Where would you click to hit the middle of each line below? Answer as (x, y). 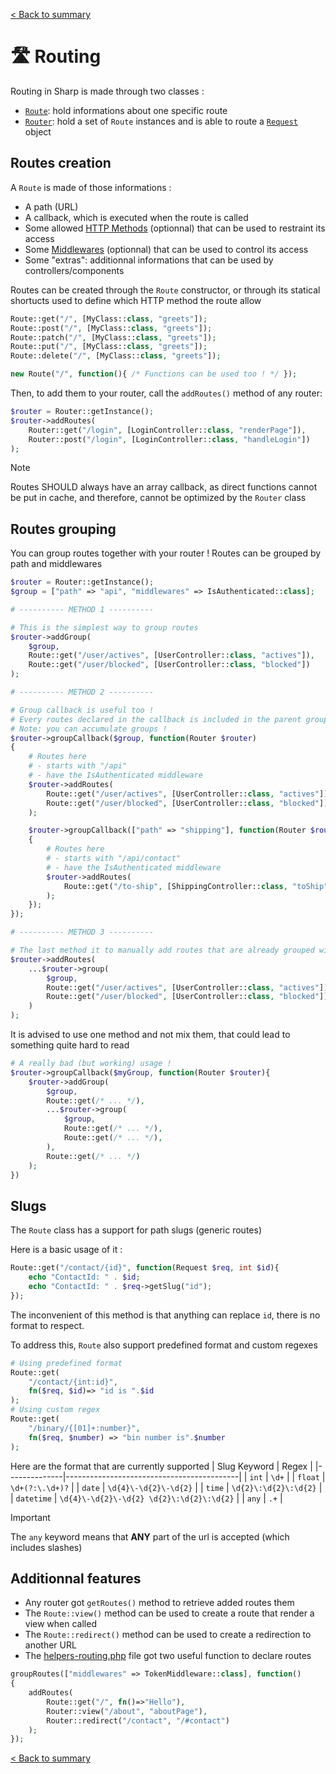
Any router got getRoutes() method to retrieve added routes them (159, 1603)
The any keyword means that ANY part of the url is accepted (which (150, 1536)
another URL (50, 1645)
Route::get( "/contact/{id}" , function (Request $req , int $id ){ (145, 1268)
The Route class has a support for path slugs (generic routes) (136, 1230)
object (38, 131)
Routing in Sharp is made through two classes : (107, 91)
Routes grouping (63, 529)
